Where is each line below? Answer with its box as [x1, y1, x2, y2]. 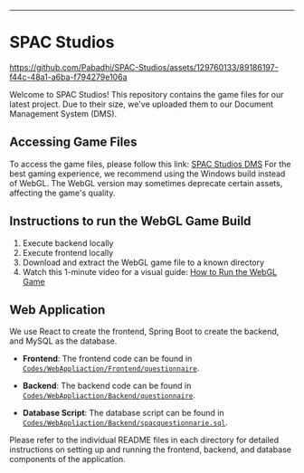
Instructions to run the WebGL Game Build [9, 213, 252, 229]
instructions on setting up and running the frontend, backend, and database [9, 444, 292, 455]
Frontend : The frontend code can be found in [22, 354, 193, 364]
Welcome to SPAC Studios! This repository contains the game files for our [9, 89, 284, 99]
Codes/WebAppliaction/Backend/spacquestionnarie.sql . [22, 417, 228, 428]
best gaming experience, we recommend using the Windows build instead [9, 168, 286, 179]
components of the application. [9, 454, 127, 465]
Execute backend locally [22, 237, 114, 249]
